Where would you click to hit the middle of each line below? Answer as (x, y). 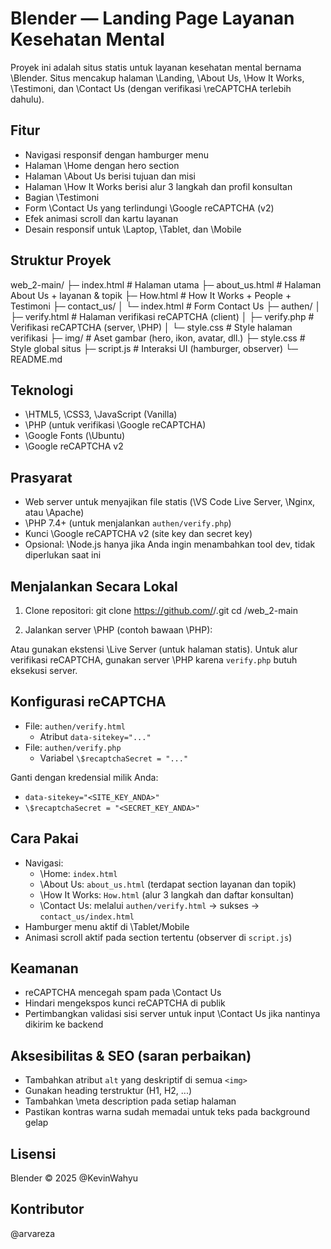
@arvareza (33, 1233)
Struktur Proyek (61, 260)
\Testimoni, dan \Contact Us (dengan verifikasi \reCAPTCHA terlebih (151, 88)
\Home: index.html (78, 873)
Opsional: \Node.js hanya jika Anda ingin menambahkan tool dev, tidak (170, 544)
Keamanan (44, 968)
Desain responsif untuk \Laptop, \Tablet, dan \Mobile (133, 229)
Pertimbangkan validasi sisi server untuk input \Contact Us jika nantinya (172, 1014)
